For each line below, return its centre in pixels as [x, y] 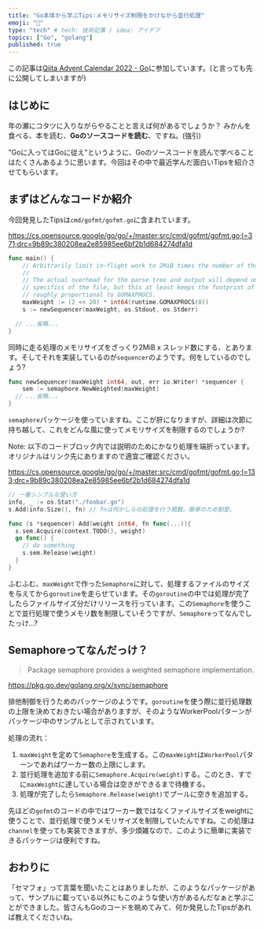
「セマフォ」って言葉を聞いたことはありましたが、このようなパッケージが [128, 888]
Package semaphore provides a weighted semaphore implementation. [141, 670]
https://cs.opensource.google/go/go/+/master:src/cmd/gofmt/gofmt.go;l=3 [130, 235]
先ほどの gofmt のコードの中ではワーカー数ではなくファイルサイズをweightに [131, 810]
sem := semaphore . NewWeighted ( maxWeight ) [91, 389]
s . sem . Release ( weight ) [59, 553]
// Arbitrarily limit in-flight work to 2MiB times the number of [133, 266]
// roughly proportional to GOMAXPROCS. [89, 295]
